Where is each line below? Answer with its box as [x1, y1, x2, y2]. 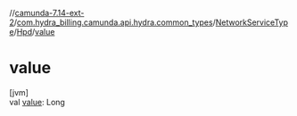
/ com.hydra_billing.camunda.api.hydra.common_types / [13, 17, 216, 28]
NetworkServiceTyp [215, 17, 288, 28]
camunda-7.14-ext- [14, 8, 85, 18]
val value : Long [9, 96, 65, 107]
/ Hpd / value [13, 27, 55, 37]
